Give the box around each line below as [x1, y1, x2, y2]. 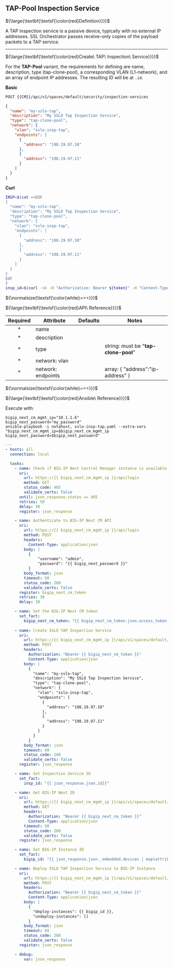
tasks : [10, 461, 24, 466]
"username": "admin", [38, 556, 84, 561]
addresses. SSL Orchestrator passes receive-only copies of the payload [5, 33, 159, 39]
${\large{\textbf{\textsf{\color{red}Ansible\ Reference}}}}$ [5, 395, 130, 401]
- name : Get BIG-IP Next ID [14, 790, 75, 795]
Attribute [43, 317, 66, 324]
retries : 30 [19, 594, 45, 600]
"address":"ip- [123, 365, 160, 373]
